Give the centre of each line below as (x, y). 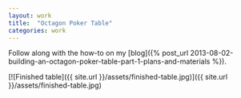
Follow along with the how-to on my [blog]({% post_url (98, 53)
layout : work (30, 16)
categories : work (37, 30)
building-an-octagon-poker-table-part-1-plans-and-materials (109, 61)
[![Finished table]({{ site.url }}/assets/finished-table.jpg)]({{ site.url (118, 77)
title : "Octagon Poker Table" (60, 23)
